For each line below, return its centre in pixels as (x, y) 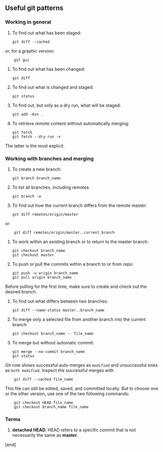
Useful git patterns (34, 8)
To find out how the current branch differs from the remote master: (80, 205)
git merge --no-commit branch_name (48, 352)
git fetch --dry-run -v (36, 137)
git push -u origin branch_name (45, 273)
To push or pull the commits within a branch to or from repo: (73, 264)
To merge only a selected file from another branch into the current (79, 319)
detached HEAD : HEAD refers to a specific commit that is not (74, 430)
